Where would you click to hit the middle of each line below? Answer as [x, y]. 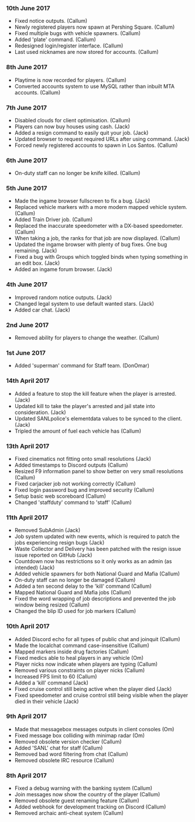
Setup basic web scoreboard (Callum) [60, 496]
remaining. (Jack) [36, 251]
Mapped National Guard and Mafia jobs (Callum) [73, 592]
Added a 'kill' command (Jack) [52, 683]
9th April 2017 [26, 717]
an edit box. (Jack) [37, 263]
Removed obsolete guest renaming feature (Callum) [77, 801]
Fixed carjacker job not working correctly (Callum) [75, 484]
